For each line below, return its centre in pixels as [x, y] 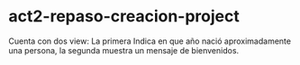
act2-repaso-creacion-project [124, 16]
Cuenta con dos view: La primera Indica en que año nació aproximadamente [150, 41]
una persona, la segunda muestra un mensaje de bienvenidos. [124, 50]
